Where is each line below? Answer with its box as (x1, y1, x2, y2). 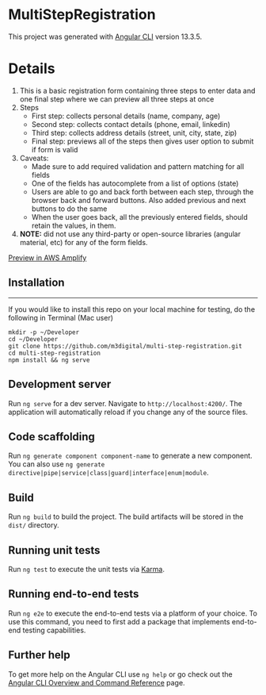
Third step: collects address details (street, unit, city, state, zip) (31, 128, 237, 137)
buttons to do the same (31, 204, 108, 213)
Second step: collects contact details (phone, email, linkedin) (31, 119, 231, 129)
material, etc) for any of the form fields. (19, 237, 148, 247)
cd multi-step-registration (8, 349, 101, 357)
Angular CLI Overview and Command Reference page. (8, 678, 185, 687)
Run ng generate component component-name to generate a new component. (8, 451, 253, 461)
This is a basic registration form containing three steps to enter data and (19, 86, 256, 95)
